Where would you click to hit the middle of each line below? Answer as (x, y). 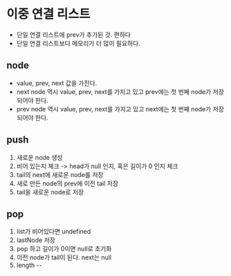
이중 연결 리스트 (48, 14)
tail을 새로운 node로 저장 (50, 192)
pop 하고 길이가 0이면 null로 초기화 (64, 249)
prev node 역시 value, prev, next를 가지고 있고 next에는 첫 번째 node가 (114, 109)
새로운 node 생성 (39, 157)
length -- (29, 265)
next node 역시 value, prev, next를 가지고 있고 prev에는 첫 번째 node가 (114, 91)
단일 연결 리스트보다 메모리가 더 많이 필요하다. (78, 43)
